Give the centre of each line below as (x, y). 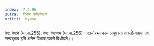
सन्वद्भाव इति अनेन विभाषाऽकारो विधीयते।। (40, 39)
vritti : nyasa (21, 19)
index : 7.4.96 (21, 10)
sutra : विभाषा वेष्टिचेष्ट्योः (26, 14)
